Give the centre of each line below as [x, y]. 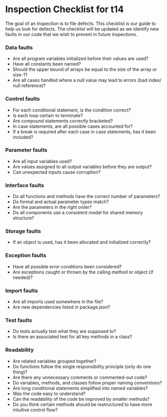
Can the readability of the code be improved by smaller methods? [81, 399]
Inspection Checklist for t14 [65, 9]
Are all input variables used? [42, 161]
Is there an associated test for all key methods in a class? [72, 337]
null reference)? [29, 86]
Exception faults [26, 256]
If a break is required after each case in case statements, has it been [84, 131]
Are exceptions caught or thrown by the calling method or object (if [83, 272]
